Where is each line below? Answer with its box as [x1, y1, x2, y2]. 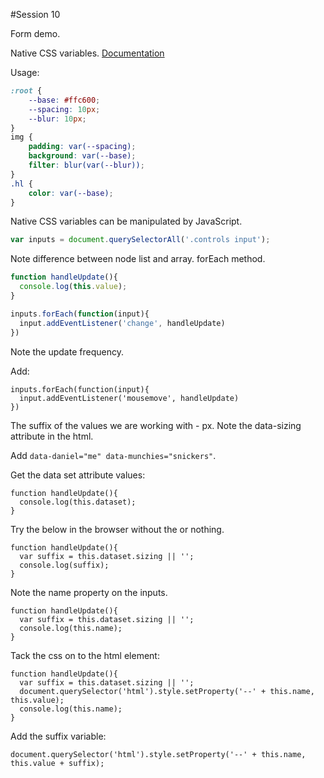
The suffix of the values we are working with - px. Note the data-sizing [10, 419, 302, 431]
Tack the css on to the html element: [10, 649, 160, 661]
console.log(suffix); [19, 560, 110, 570]
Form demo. [10, 28, 61, 39]
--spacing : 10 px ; [28, 104, 101, 114]
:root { [10, 86, 43, 96]
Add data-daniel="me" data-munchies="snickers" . [10, 449, 217, 461]
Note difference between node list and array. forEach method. [10, 253, 266, 265]
